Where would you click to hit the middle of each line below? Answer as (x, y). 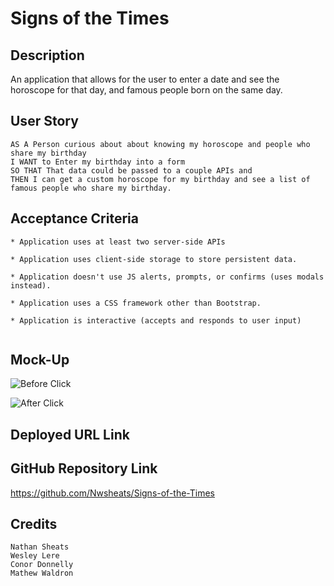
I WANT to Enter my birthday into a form (98, 162)
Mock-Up (40, 360)
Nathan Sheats (40, 547)
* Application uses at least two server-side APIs (118, 242)
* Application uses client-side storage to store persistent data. (154, 259)
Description (47, 55)
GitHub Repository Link (84, 468)
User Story (44, 121)
